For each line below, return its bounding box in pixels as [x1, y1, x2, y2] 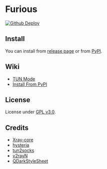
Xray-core [12, 137, 33, 143]
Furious [5, 4, 37, 15]
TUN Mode [12, 76, 35, 82]
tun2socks [12, 147, 34, 153]
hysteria [12, 142, 29, 148]
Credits [5, 123, 29, 132]
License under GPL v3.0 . [5, 109, 56, 115]
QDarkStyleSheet [12, 158, 48, 164]
